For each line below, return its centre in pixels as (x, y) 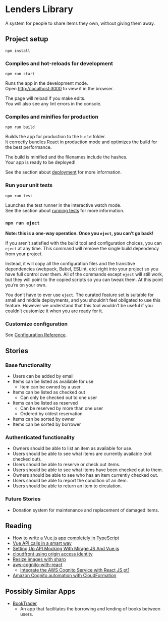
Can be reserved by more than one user (62, 408)
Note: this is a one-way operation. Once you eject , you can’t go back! (79, 233)
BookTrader (25, 603)
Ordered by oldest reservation (51, 413)
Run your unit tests (29, 185)
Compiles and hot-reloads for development (59, 63)
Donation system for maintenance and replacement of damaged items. (86, 510)
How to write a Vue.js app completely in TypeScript (66, 538)
